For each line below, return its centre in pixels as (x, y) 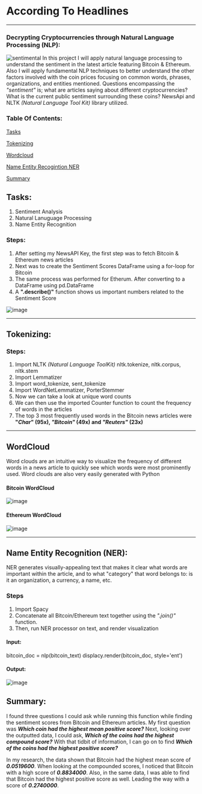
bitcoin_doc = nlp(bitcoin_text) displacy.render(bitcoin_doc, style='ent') (94, 655)
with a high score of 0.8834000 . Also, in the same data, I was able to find (98, 772)
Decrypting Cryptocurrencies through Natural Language (90, 37)
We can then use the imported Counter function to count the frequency (103, 403)
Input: (14, 642)
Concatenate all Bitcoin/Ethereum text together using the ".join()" (95, 615)
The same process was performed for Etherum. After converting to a (100, 279)
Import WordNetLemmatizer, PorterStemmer (69, 390)
